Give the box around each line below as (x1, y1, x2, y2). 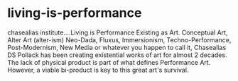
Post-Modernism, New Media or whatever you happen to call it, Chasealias (7, 43, 227, 51)
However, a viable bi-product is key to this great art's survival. (7, 66, 189, 74)
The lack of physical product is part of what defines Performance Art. (7, 58, 211, 66)
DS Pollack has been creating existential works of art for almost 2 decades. (7, 51, 227, 59)
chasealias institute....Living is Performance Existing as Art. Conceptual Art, (7, 28, 228, 37)
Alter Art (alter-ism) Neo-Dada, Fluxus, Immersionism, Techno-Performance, (7, 35, 232, 44)
